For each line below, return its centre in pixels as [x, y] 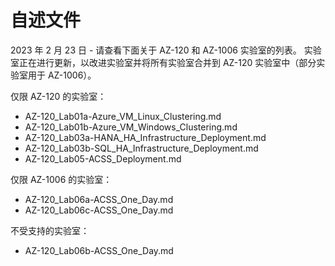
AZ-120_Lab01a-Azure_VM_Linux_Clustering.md [123, 116]
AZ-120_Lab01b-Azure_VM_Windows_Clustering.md [131, 127]
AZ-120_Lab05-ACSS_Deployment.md [103, 158]
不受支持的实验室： [50, 230]
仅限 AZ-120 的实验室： [58, 96]
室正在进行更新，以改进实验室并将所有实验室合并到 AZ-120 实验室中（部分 [163, 62]
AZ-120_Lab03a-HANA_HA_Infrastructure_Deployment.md [145, 137]
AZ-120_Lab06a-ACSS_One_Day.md [99, 199]
